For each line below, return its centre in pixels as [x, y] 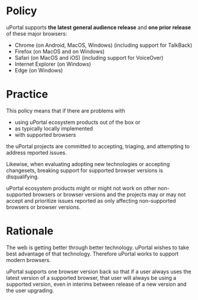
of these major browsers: [37, 33]
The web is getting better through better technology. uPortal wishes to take [98, 247]
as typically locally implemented [54, 128]
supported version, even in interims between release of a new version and [96, 284]
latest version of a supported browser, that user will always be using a [91, 277]
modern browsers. [29, 260]
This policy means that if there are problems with [66, 110]
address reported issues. [36, 152]
